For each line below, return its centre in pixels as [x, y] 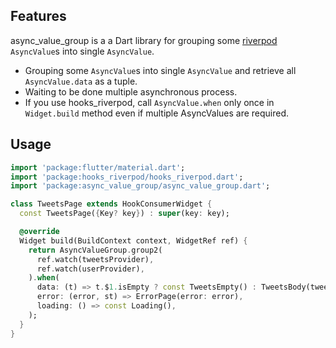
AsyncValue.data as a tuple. [81, 81]
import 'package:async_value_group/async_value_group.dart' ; [140, 186]
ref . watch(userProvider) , [90, 269]
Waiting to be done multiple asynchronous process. [131, 91]
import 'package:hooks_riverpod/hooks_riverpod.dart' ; [127, 177]
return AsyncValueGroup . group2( [95, 250]
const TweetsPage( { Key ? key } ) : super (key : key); [124, 214]
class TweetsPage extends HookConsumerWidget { [111, 204]
